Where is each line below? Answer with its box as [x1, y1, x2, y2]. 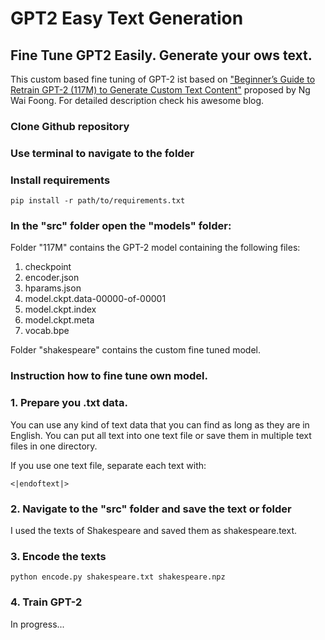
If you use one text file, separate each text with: [10, 459, 207, 471]
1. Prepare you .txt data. [10, 396, 128, 410]
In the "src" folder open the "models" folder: [10, 219, 232, 233]
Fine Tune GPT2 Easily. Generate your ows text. [10, 47, 313, 64]
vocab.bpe [24, 325, 70, 337]
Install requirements [10, 173, 111, 187]
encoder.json [24, 272, 80, 284]
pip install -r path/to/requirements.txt [10, 196, 186, 206]
